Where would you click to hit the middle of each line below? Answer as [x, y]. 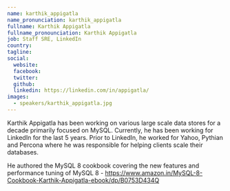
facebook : [27, 71]
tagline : [20, 52]
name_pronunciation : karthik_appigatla [64, 20]
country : [20, 46]
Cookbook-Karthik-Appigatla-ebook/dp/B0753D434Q [83, 180]
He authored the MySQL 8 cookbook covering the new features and [103, 165]
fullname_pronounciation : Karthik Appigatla [72, 33]
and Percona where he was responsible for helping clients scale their [105, 145]
